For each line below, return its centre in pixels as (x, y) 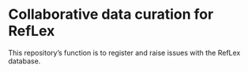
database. (24, 61)
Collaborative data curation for (111, 14)
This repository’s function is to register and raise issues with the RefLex (124, 52)
